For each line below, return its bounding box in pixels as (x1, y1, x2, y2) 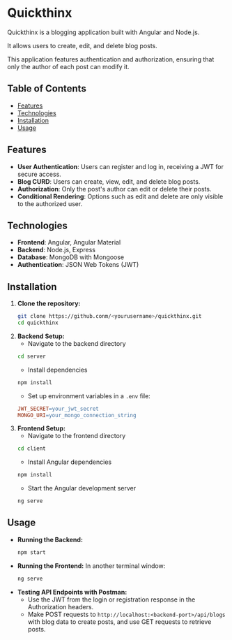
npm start (17, 548, 47, 556)
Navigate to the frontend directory (27, 432, 126, 440)
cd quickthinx (17, 319, 59, 326)
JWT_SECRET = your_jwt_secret (17, 405, 99, 412)
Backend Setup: (17, 332, 65, 340)
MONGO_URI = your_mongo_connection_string (17, 412, 137, 419)
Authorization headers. (27, 602, 94, 611)
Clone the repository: (17, 299, 81, 308)
